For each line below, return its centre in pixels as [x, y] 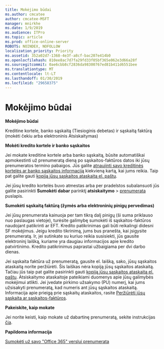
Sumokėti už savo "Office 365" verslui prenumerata [57, 341]
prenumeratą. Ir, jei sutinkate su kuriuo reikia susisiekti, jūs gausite [72, 236]
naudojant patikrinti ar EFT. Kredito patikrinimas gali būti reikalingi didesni [79, 225]
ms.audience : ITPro [25, 33]
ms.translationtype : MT [29, 70]
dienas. [13, 251]
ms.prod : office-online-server [37, 42]
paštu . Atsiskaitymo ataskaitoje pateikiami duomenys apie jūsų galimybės [79, 277]
